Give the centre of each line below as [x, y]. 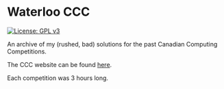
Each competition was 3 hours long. [58, 78]
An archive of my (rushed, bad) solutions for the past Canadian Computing [112, 44]
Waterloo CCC [49, 12]
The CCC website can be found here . [60, 64]
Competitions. [27, 51]
